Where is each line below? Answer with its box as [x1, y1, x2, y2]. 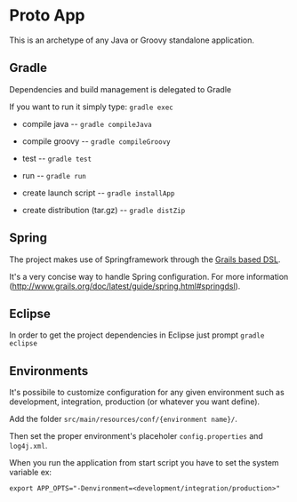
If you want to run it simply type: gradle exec [9, 101, 173, 112]
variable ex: [9, 467, 52, 478]
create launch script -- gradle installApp [21, 187, 175, 198]
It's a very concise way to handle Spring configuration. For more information [9, 271, 289, 282]
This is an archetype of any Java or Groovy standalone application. [9, 35, 255, 45]
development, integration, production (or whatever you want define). [9, 396, 261, 407]
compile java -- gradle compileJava [21, 118, 153, 129]
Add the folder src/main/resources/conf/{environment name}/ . [9, 414, 238, 425]
